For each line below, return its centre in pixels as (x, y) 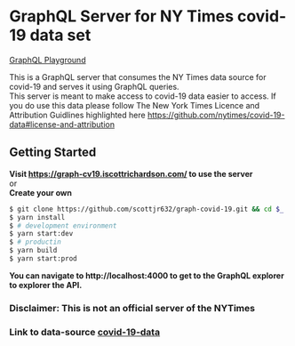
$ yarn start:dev (41, 234)
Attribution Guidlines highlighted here (77, 115)
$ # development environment (63, 225)
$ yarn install (37, 217)
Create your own (41, 192)
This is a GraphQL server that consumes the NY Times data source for (138, 76)
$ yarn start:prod (43, 259)
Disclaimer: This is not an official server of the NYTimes (132, 308)
